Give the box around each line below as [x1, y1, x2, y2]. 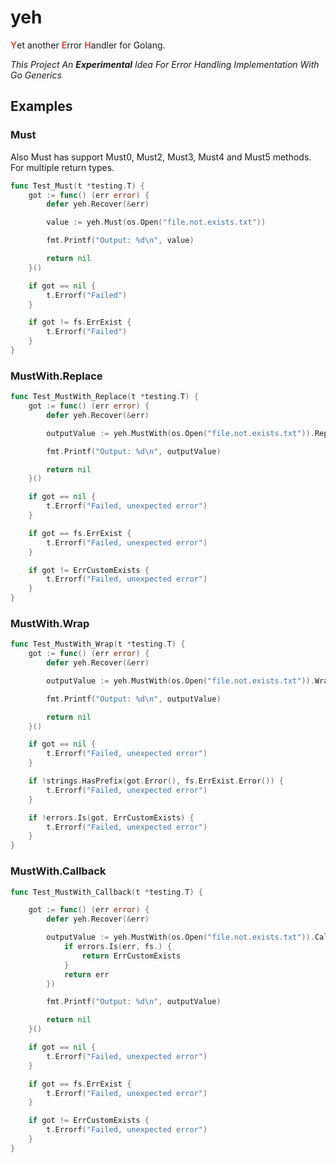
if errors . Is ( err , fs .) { [63, 942, 172, 952]
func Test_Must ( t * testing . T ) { [10, 181, 145, 191]
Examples [10, 98, 73, 115]
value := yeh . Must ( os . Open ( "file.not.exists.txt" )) [46, 217, 267, 228]
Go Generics [10, 69, 62, 81]
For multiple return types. [10, 161, 115, 173]
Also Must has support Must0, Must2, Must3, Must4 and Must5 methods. [10, 151, 312, 163]
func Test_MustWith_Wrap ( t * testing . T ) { [10, 639, 186, 650]
